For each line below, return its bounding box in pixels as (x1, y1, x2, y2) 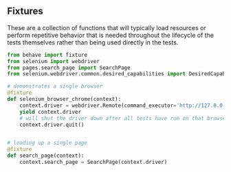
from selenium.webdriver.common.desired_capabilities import (7, 71, 186, 77)
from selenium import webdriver (7, 58, 100, 64)
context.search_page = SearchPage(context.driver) (19, 159, 168, 166)
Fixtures (7, 5, 43, 17)
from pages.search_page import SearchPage (7, 64, 131, 71)
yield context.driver (19, 108, 81, 115)
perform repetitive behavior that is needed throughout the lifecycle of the (7, 31, 214, 39)
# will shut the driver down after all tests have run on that (19, 114, 205, 122)
